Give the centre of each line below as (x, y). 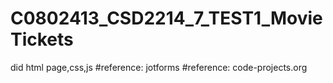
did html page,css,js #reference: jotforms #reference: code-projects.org (159, 67)
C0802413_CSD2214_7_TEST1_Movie (166, 18)
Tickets (42, 39)
